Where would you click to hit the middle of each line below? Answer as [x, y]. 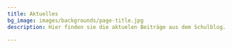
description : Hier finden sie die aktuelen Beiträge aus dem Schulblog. [117, 27]
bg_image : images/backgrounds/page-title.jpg [75, 20]
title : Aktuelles [33, 14]
